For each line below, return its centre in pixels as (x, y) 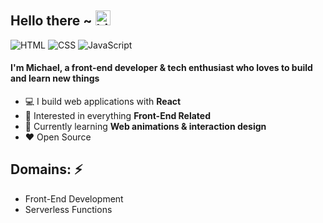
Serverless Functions (68, 209)
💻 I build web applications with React (103, 102)
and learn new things (55, 78)
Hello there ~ (51, 21)
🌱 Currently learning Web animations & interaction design (145, 127)
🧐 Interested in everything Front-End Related (117, 116)
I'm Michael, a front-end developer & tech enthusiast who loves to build (161, 68)
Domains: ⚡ (46, 169)
